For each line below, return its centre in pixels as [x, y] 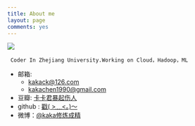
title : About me [31, 14]
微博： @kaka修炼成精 [49, 115]
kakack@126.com [54, 82]
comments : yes [28, 27]
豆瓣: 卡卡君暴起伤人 [47, 98]
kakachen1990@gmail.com [67, 90]
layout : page [26, 20]
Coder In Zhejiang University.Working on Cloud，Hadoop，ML [99, 60]
